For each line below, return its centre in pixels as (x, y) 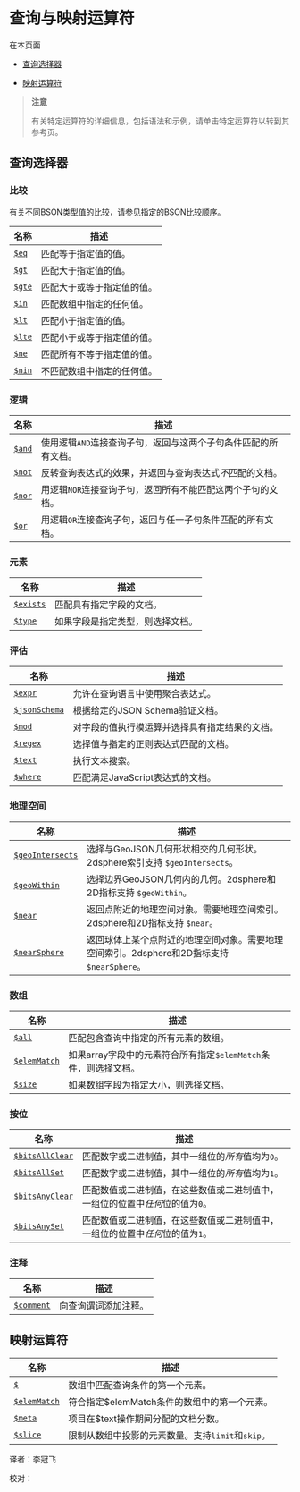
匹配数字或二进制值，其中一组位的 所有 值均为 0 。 (183, 1157)
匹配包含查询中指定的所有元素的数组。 (149, 1038)
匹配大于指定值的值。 (86, 270)
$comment (32, 1305)
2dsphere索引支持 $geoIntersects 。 (162, 862)
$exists (30, 604)
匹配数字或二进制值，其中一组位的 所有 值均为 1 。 (183, 1174)
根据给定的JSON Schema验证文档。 (148, 710)
